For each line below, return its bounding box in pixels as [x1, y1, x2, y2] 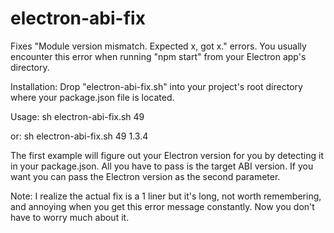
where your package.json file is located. [10, 91, 175, 103]
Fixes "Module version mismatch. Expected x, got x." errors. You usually [10, 40, 307, 52]
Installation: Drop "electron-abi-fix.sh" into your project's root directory [10, 80, 303, 92]
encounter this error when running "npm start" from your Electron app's [10, 50, 307, 62]
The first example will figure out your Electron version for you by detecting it [10, 149, 325, 161]
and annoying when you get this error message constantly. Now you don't [10, 200, 315, 212]
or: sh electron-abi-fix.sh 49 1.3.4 [10, 130, 149, 142]
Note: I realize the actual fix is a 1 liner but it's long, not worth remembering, [10, 190, 322, 202]
